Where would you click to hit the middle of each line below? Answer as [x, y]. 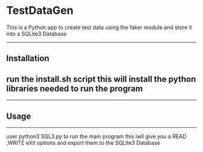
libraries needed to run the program [75, 88]
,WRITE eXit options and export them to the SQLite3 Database [83, 142]
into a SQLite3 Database [37, 33]
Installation [28, 58]
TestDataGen [40, 11]
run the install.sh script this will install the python [101, 79]
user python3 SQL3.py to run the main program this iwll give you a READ [96, 136]
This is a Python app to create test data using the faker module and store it [99, 27]
